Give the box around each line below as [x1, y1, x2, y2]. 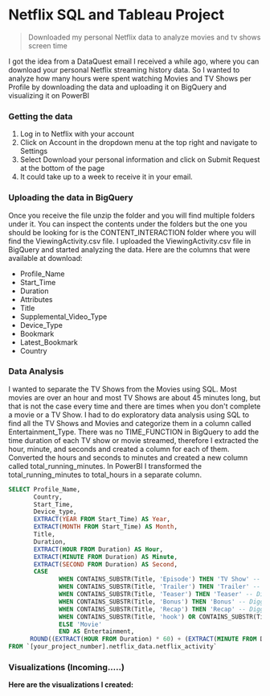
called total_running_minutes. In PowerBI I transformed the [8, 461, 202, 470]
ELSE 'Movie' [59, 620, 103, 628]
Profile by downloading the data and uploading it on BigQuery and [8, 82, 227, 92]
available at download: [8, 253, 83, 263]
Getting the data [8, 110, 73, 122]
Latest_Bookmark [19, 337, 78, 347]
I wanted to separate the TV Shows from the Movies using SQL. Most [8, 384, 237, 394]
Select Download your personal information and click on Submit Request [19, 155, 260, 164]
